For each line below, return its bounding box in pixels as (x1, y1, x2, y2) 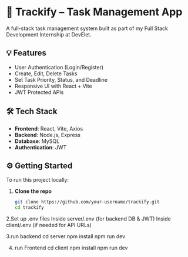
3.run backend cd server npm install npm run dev (6, 233, 125, 240)
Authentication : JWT (14, 143, 67, 151)
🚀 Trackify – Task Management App (6, 5, 183, 19)
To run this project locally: (6, 176, 69, 183)
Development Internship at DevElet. (6, 31, 92, 38)
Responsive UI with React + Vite (14, 82, 92, 89)
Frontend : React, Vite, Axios (14, 125, 83, 132)
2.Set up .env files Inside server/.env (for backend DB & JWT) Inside (6, 215, 172, 222)
